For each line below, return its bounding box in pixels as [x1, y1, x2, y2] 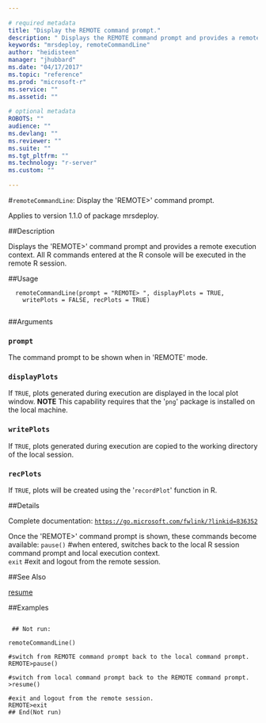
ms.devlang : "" [8, 129, 59, 137]
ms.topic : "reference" [8, 71, 83, 78]
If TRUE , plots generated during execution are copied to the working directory [8, 441, 258, 450]
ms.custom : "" [8, 166, 55, 174]
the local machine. [8, 405, 69, 415]
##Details [8, 501, 40, 511]
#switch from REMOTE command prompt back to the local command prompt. [8, 653, 249, 661]
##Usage [8, 274, 39, 283]
